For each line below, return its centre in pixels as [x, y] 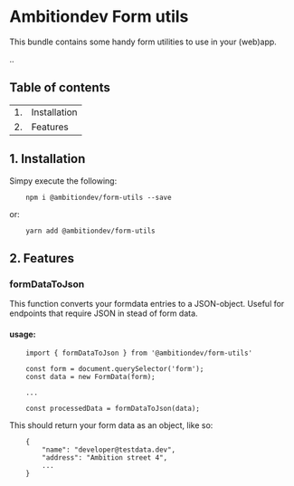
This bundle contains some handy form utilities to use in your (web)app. [143, 42]
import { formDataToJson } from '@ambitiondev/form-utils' [139, 353]
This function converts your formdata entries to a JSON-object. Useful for [147, 304]
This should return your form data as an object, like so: [111, 425]
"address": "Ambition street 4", [105, 458]
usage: [23, 334]
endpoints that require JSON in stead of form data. [104, 313]
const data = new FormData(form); [90, 377]
